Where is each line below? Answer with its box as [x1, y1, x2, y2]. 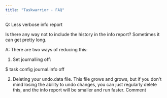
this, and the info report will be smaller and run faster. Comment [12, 87, 146, 93]
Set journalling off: [12, 56, 52, 62]
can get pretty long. [5, 37, 47, 43]
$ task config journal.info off [5, 66, 65, 72]
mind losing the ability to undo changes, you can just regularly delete [12, 81, 157, 87]
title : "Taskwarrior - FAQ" [5, 7, 65, 13]
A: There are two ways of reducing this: [5, 46, 88, 52]
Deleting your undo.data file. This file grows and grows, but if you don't [12, 76, 162, 82]
